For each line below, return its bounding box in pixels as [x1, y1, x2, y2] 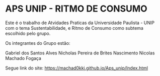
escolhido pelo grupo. [5, 30, 51, 36]
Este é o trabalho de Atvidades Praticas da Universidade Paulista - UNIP [5, 20, 155, 26]
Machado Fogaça [5, 55, 42, 61]
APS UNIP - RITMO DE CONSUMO [5, 3, 147, 15]
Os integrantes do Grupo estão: [5, 40, 70, 46]
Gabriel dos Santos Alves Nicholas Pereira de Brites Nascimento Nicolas [5, 50, 155, 56]
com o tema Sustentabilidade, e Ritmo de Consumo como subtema [5, 25, 143, 31]
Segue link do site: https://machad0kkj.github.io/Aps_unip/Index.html [5, 65, 148, 71]
